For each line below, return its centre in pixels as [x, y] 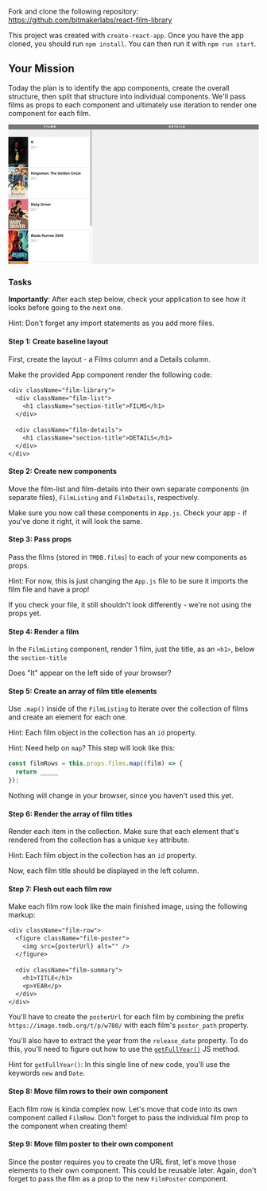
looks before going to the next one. [66, 308]
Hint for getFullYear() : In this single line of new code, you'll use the [119, 1065]
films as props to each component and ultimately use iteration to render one [132, 105]
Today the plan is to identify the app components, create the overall [119, 87]
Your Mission [41, 69]
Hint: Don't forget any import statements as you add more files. [111, 323]
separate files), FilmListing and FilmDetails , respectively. [104, 497]
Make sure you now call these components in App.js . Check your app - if [128, 513]
